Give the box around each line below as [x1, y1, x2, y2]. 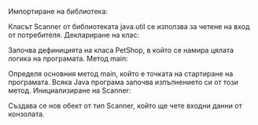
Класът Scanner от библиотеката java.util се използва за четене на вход [8, 22, 250, 31]
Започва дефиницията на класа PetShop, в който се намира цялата [8, 46, 234, 54]
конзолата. [8, 109, 45, 119]
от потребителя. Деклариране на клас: [8, 31, 140, 39]
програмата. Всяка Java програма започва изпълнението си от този [8, 78, 238, 86]
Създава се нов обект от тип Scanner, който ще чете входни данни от [8, 101, 242, 110]
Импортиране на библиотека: [8, 7, 109, 16]
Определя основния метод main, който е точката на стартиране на [8, 69, 234, 78]
